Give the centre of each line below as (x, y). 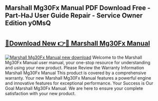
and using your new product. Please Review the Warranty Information (75, 68)
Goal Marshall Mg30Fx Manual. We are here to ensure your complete (74, 88)
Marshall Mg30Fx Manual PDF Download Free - (78, 8)
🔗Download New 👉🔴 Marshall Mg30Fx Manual (78, 43)
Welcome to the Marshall (117, 57)
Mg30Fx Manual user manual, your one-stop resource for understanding (78, 62)
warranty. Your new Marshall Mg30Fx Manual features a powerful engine (78, 78)
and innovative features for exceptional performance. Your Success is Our (79, 83)
